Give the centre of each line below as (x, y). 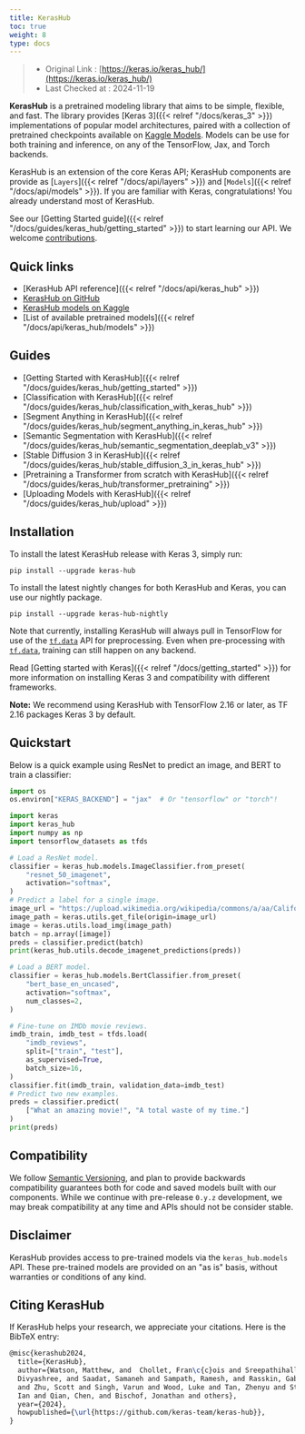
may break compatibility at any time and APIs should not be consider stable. (152, 1207)
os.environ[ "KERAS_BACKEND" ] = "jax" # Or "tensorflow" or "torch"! (144, 800)
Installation (42, 532)
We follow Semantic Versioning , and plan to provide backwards (128, 1177)
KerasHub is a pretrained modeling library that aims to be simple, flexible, (147, 106)
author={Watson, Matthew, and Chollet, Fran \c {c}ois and (130, 1370)
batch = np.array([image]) (60, 934)
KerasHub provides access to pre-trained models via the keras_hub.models (149, 1257)
